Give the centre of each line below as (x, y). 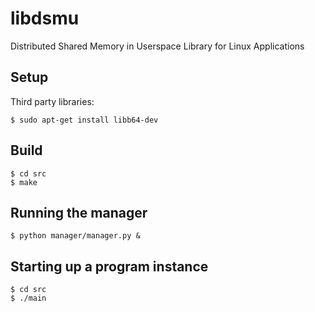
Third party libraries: (52, 101)
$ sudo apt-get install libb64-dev (84, 120)
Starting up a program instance (109, 266)
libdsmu (45, 18)
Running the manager (79, 212)
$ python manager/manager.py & (75, 236)
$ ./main (28, 298)
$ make (24, 182)
